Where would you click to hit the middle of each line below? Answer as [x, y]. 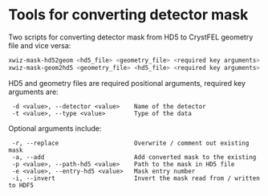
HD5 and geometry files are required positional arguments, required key [127, 83]
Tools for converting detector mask [128, 15]
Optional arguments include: [55, 128]
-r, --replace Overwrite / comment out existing [130, 143]
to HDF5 [21, 185]
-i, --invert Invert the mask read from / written [136, 178]
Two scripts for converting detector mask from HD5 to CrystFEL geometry [131, 37]
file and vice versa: [40, 45]
